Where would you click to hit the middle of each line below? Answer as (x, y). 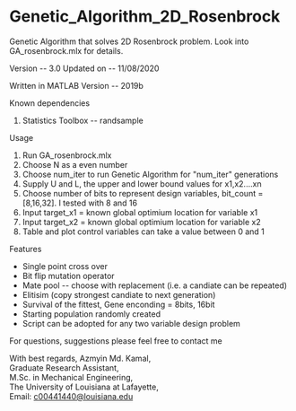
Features (26, 249)
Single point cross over (65, 266)
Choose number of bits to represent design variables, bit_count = (143, 193)
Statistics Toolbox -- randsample (83, 120)
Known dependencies (50, 103)
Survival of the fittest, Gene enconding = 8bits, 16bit (118, 304)
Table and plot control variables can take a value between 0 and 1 (143, 232)
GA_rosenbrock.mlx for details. (66, 50)
